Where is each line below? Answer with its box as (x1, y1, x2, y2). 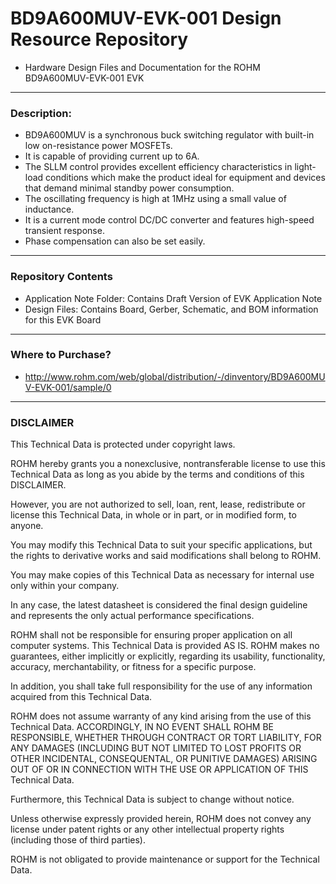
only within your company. (10, 580, 120, 592)
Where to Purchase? (10, 348, 112, 362)
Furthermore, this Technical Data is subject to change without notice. (10, 793, 295, 806)
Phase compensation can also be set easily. (24, 235, 206, 247)
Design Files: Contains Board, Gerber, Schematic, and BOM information (24, 303, 319, 315)
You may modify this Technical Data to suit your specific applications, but (10, 539, 313, 551)
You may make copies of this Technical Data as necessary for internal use (10, 569, 315, 581)
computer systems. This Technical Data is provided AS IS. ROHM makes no (10, 640, 320, 652)
